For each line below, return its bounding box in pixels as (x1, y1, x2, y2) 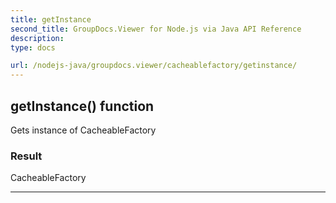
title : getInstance (10, 14, 92, 25)
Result (10, 149, 43, 163)
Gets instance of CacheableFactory (10, 124, 157, 136)
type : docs (10, 42, 56, 53)
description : (10, 33, 65, 43)
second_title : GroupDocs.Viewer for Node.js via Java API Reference (10, 24, 302, 34)
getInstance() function (10, 97, 155, 115)
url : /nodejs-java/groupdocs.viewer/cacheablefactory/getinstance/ (10, 61, 298, 71)
